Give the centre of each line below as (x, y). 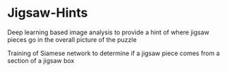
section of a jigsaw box (41, 60)
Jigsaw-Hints (48, 13)
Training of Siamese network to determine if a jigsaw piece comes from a (114, 53)
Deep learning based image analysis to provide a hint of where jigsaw (109, 32)
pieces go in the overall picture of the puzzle (72, 39)
